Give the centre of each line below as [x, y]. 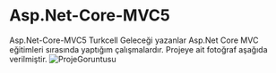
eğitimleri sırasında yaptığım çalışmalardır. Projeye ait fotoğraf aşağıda [138, 49]
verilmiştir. [28, 59]
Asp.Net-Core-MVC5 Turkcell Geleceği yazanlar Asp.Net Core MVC [134, 40]
